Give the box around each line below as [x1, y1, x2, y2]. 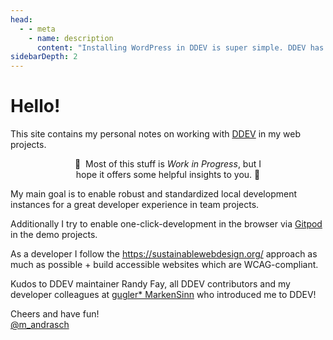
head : [10, 14, 33, 25]
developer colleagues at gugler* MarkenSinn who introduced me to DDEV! [10, 289, 317, 301]
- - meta [19, 24, 56, 34]
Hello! [10, 95, 61, 118]
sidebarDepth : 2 [10, 52, 78, 62]
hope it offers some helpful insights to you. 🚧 [75, 169, 261, 181]
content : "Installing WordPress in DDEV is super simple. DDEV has [36, 42, 325, 53]
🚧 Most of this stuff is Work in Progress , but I [74, 158, 262, 170]
